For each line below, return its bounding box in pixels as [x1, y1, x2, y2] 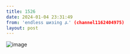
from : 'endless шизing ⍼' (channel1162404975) [6, 19, 125, 25]
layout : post [6, 25, 39, 31]
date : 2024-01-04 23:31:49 [6, 14, 73, 20]
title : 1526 [6, 8, 36, 15]
